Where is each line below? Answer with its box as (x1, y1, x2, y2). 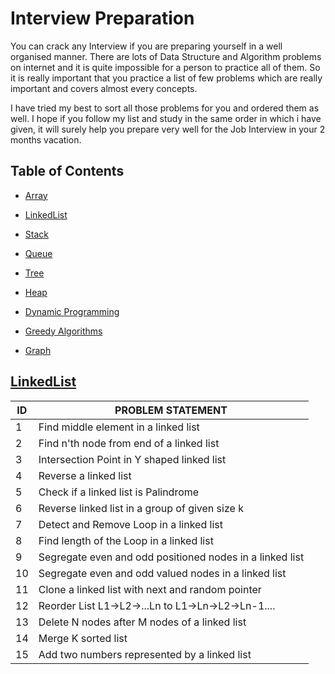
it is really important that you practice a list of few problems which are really (10, 72, 323, 84)
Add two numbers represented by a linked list (38, 647, 252, 661)
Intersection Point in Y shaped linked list (38, 452, 227, 466)
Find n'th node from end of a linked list (38, 436, 220, 450)
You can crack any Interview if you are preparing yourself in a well (10, 40, 283, 52)
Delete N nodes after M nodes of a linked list (38, 615, 247, 629)
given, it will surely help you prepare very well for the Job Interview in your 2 (10, 123, 326, 135)
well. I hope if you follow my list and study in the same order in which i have (10, 112, 322, 124)
